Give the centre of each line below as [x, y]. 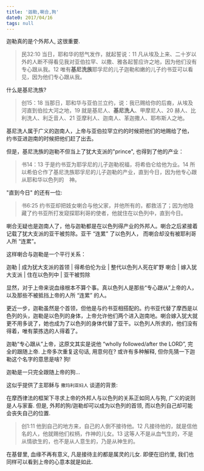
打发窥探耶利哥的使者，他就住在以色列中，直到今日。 [120, 213]
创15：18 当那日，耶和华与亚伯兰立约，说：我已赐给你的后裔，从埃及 [107, 103]
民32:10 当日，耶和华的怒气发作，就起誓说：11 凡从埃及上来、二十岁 [106, 54]
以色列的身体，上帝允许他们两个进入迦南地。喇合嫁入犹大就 [123, 316]
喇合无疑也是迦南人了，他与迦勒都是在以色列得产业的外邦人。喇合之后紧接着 [102, 226]
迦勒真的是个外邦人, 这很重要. [43, 41]
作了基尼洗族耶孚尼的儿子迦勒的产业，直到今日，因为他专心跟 [120, 172]
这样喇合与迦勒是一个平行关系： [46, 254]
